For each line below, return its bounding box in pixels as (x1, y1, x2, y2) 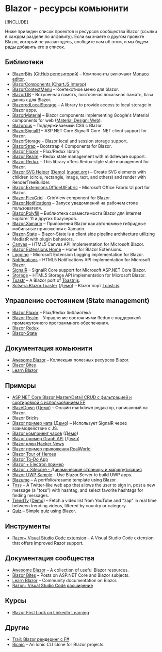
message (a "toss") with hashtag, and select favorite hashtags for (12, 487, 144, 493)
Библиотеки (5, 58, 44, 66)
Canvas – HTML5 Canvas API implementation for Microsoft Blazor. (12, 241, 145, 247)
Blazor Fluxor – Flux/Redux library (12, 148, 80, 154)
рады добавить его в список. (5, 44, 65, 50)
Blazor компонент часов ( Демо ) (12, 430, 79, 436)
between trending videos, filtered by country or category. (12, 503, 127, 509)
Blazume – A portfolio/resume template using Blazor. (12, 477, 117, 483)
